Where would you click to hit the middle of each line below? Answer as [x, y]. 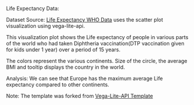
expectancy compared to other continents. [58, 85]
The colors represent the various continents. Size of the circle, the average [97, 61]
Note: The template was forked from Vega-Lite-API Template [80, 96]
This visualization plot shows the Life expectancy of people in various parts [97, 37]
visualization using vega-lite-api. [46, 26]
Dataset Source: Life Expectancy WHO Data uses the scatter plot [85, 20]
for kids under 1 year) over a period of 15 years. [63, 50]
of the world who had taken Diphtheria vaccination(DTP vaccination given [95, 43]
